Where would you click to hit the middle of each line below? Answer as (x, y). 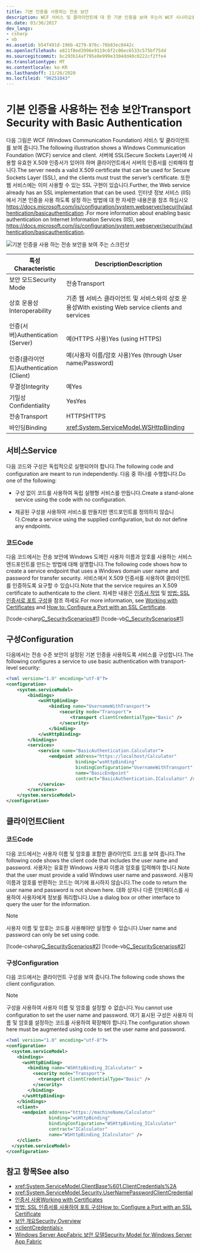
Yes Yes (76, 401)
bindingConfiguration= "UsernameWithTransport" (134, 767)
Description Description (129, 264)
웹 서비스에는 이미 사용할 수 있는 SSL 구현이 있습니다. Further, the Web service (98, 185)
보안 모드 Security (33, 280)
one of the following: (32, 480)
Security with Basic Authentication (94, 123)
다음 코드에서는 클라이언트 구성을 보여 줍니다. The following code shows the (96, 977)
